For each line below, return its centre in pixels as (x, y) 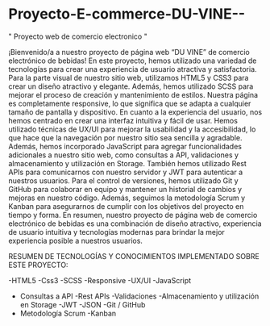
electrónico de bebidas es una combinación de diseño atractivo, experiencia (135, 224)
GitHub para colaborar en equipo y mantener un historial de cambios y (125, 189)
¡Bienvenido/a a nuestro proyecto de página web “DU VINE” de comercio (129, 52)
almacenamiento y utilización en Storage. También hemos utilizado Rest (128, 163)
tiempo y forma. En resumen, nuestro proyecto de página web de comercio (133, 215)
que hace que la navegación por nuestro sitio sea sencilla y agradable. (126, 137)
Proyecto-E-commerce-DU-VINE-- (127, 14)
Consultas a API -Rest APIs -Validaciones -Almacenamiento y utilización (139, 296)
